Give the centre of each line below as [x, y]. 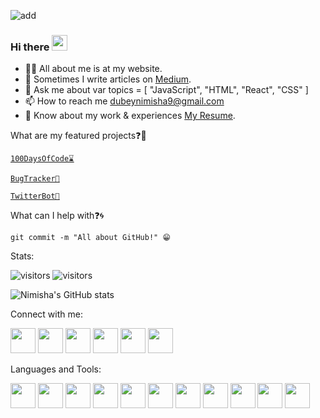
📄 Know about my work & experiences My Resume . [130, 116]
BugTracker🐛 [35, 179]
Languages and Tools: [56, 369]
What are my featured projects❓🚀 [78, 136]
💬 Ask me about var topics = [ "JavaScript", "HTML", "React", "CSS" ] [166, 90]
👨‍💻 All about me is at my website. [93, 69]
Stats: [22, 256]
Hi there [30, 47]
